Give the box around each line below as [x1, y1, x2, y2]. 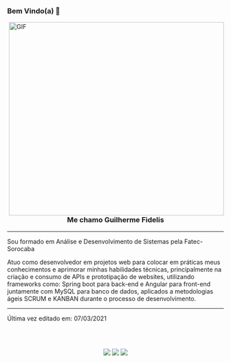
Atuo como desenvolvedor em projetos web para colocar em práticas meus [7, 258, 221, 266]
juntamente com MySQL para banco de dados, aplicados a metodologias [7, 287, 214, 295]
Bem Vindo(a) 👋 [7, 6, 60, 16]
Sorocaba [7, 244, 35, 253]
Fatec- [184, 237, 203, 245]
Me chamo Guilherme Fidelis [67, 215, 164, 225]
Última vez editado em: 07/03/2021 [7, 314, 107, 322]
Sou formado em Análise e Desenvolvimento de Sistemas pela [7, 237, 184, 245]
